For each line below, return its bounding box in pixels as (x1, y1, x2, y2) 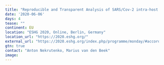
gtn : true (5, 43, 25, 48)
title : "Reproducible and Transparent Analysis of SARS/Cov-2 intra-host (5, 7, 159, 12)
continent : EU (5, 25, 34, 30)
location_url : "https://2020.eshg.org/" (5, 35, 89, 40)
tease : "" (5, 21, 25, 26)
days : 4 (5, 16, 21, 21)
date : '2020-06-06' (5, 12, 45, 17)
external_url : (5, 39, 34, 44)
